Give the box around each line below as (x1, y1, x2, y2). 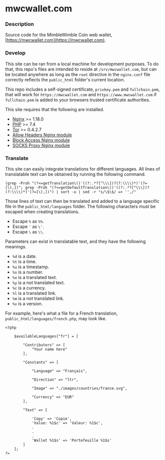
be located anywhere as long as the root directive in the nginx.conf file (5, 71, 150, 77)
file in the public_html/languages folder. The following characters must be (5, 204, 156, 210)
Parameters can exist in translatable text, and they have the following (5, 238, 146, 244)
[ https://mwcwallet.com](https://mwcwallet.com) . (5, 37, 107, 43)
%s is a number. (12, 269, 44, 275)
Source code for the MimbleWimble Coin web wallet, (5, 32, 112, 38)
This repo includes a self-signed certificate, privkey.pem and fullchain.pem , (5, 86, 160, 92)
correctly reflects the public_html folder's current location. (5, 76, 125, 82)
